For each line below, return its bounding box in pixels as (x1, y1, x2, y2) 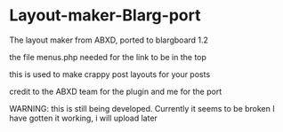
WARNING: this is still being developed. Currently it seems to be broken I (9, 103, 275, 113)
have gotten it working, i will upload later (9, 113, 158, 123)
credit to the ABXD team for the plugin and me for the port (9, 86, 222, 97)
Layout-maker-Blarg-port (9, 5, 201, 26)
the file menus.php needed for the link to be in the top (9, 51, 207, 62)
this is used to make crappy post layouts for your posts (9, 68, 211, 80)
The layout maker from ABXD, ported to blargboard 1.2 (9, 35, 209, 45)
